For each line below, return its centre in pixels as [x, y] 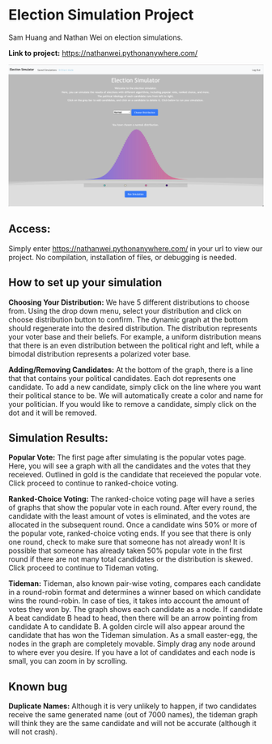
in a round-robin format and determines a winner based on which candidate [135, 592]
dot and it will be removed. [53, 413]
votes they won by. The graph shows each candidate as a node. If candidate [136, 609]
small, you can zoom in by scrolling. [68, 661]
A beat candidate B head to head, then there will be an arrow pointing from [133, 618]
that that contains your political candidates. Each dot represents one [122, 378]
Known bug [38, 686]
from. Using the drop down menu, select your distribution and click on [125, 310]
